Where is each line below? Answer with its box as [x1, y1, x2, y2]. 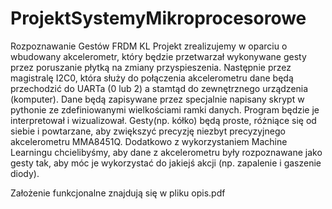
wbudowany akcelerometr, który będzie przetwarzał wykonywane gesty [10, 50, 307, 62]
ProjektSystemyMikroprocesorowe [10, 7, 307, 30]
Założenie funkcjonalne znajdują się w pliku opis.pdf [10, 187, 226, 199]
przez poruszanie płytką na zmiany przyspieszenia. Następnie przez [10, 61, 292, 73]
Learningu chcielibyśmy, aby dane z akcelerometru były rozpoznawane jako [10, 146, 323, 158]
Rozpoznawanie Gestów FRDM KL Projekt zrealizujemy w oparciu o [10, 40, 288, 52]
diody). [10, 167, 40, 179]
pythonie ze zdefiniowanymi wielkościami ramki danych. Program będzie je [10, 103, 320, 116]
